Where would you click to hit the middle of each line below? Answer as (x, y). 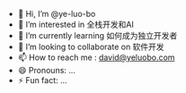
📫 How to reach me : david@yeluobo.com (96, 57)
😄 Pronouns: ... (47, 70)
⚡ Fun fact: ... (42, 80)
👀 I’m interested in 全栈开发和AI (76, 24)
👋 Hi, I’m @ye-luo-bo (57, 14)
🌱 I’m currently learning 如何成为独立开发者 (97, 35)
